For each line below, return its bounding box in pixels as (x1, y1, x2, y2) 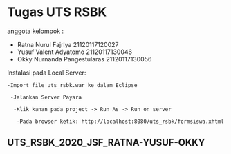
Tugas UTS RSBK (7, 4, 107, 20)
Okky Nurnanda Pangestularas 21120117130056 (17, 55, 152, 63)
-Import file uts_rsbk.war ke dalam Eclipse (7, 81, 138, 88)
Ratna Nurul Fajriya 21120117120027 (17, 40, 119, 48)
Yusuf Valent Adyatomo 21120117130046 (17, 48, 133, 56)
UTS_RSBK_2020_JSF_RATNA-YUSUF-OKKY (7, 137, 205, 148)
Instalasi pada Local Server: (7, 68, 86, 77)
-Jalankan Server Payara (10, 94, 82, 101)
